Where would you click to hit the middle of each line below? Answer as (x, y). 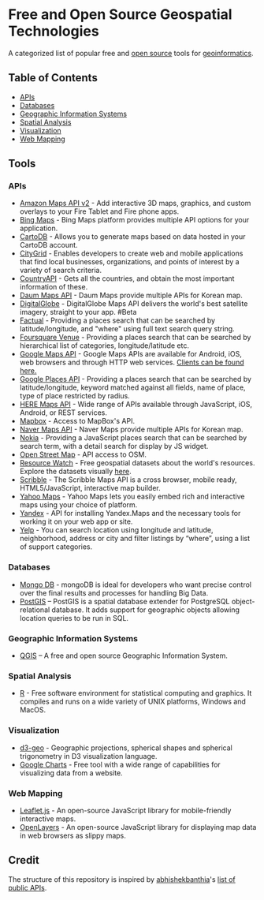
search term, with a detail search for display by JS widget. (114, 446)
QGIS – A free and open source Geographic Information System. (124, 655)
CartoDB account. (48, 245)
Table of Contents (53, 78)
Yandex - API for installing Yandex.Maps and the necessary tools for (130, 513)
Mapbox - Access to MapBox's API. (77, 421)
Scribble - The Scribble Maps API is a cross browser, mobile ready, (128, 480)
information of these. (54, 287)
